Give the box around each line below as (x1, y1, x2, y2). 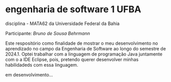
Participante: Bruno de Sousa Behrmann (5, 30, 90, 36)
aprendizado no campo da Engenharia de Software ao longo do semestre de (5, 45, 166, 51)
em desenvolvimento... (5, 71, 54, 77)
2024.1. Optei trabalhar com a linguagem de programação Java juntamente (5, 51, 162, 57)
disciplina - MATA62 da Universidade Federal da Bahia (5, 20, 120, 26)
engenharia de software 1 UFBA (5, 4, 141, 15)
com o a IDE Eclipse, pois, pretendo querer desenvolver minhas (5, 56, 139, 62)
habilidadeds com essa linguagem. (5, 62, 79, 68)
